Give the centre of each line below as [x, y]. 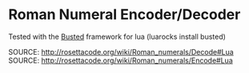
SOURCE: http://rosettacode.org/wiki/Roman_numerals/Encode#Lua [121, 60]
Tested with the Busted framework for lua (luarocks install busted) [117, 36]
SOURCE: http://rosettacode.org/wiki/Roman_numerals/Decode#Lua [121, 52]
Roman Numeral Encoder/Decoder [124, 15]
